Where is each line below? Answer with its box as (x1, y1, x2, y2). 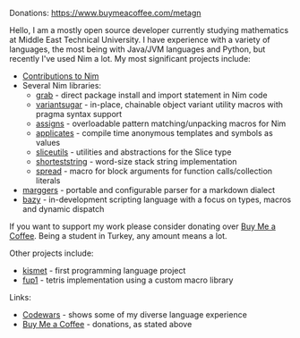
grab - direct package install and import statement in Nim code (35, 89, 268, 100)
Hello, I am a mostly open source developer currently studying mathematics (9, 25, 289, 35)
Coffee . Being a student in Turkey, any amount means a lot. (9, 231, 227, 241)
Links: (9, 292, 31, 302)
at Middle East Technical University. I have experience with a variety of (9, 35, 270, 45)
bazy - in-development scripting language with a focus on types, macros (21, 194, 292, 205)
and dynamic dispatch (21, 204, 105, 214)
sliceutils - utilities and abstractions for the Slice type (35, 147, 232, 157)
